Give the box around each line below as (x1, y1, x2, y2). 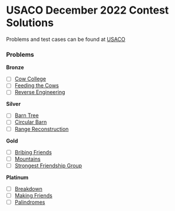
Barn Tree (14, 112, 39, 119)
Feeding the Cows (14, 82, 59, 89)
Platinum (6, 174, 29, 181)
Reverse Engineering (14, 89, 65, 96)
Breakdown (14, 185, 42, 192)
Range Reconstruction (14, 125, 69, 132)
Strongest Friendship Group (14, 162, 82, 169)
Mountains (14, 155, 41, 163)
